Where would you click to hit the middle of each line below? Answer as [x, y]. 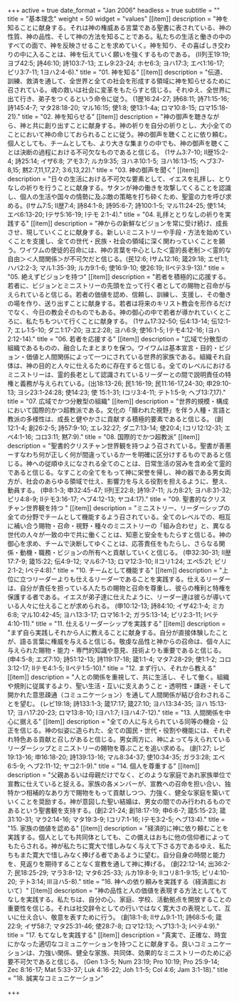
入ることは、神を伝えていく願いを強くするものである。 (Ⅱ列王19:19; [131, 54]
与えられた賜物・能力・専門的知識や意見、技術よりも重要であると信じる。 [116, 650]
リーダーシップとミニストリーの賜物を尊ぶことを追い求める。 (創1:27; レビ [117, 748]
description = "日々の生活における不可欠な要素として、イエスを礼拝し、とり [119, 179]
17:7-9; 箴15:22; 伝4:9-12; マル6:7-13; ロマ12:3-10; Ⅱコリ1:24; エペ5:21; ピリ [117, 561]
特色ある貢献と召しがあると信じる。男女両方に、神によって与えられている [122, 739]
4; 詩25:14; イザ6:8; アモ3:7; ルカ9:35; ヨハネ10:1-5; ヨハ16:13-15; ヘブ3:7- [116, 161]
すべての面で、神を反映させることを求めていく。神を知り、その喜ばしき [113, 45]
